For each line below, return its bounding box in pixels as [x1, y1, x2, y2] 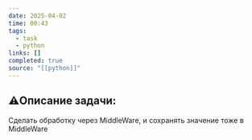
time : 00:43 [8, 19, 48, 27]
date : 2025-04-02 [8, 11, 67, 20]
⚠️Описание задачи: [8, 94, 117, 108]
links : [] [8, 49, 42, 57]
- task [15, 34, 38, 43]
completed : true [8, 57, 63, 65]
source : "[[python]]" [8, 64, 81, 72]
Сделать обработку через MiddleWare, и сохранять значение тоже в [8, 115, 244, 125]
